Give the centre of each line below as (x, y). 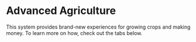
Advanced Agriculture (61, 11)
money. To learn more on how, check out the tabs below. (74, 33)
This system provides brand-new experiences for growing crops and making (98, 27)
